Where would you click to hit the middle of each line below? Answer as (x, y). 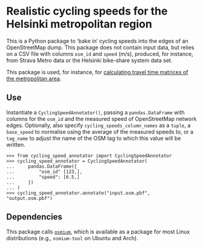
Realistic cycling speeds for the (87, 11)
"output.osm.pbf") (29, 198)
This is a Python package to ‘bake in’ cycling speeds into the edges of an (98, 41)
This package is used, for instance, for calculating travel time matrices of (97, 72)
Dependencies (34, 217)
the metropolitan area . (34, 78)
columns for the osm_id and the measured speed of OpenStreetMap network (101, 119)
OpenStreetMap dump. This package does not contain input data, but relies (100, 47)
